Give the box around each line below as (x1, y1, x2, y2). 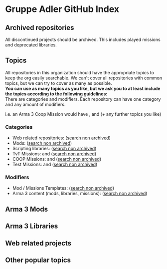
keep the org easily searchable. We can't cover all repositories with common (5, 75, 163, 81)
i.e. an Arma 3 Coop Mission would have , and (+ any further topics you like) (5, 111, 162, 117)
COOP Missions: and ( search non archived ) (12, 156, 101, 162)
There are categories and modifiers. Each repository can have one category (5, 96, 161, 102)
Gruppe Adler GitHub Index (5, 3, 120, 15)
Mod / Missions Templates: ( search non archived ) (12, 185, 115, 191)
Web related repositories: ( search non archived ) (12, 135, 111, 141)
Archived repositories (5, 23, 74, 32)
